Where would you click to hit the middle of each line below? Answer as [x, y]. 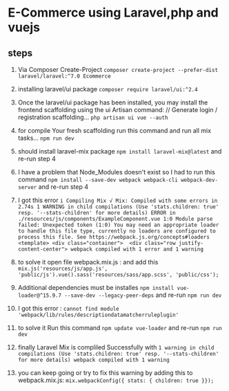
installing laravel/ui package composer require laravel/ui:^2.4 [108, 89]
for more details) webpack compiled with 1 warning [93, 360]
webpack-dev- [200, 180]
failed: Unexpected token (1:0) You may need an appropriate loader [118, 225]
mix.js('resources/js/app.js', [63, 269]
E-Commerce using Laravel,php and [113, 13]
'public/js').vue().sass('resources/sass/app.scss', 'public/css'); [118, 275]
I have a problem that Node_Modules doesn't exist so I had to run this [117, 172]
